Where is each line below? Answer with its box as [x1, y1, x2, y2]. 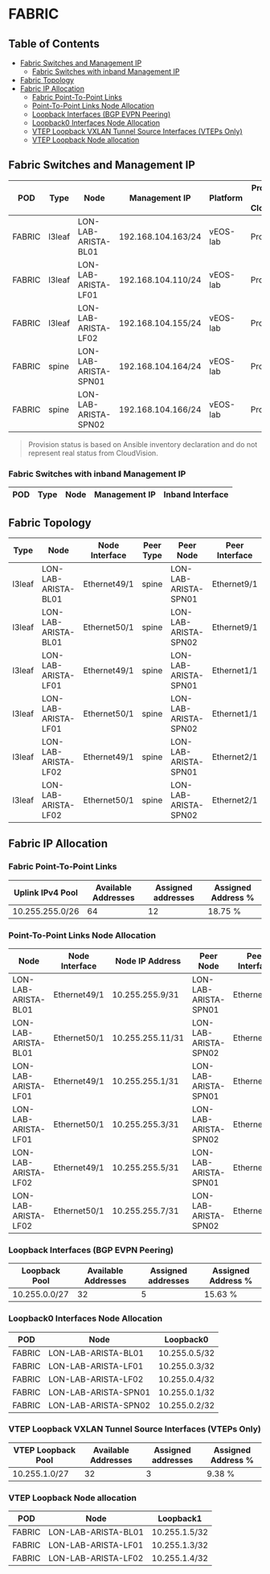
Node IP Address [115, 955, 182, 966]
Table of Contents [8, 37, 100, 51]
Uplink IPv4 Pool [13, 886, 79, 898]
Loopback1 [157, 1513, 202, 1524]
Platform [208, 192, 243, 203]
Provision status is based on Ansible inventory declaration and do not [27, 439, 258, 449]
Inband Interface [163, 489, 229, 500]
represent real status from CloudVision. [27, 448, 158, 458]
